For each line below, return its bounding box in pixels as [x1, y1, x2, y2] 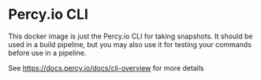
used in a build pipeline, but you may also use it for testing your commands [8, 39, 252, 49]
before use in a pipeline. [8, 48, 87, 57]
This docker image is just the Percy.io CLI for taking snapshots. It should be [8, 31, 254, 41]
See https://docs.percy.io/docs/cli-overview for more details [8, 63, 204, 72]
